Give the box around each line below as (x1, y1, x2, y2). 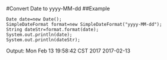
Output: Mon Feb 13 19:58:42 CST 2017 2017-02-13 (6, 47, 131, 54)
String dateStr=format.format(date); (6, 26, 99, 32)
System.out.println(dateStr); (6, 37, 81, 43)
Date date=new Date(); (6, 16, 62, 22)
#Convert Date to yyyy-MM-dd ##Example (6, 5, 110, 12)
